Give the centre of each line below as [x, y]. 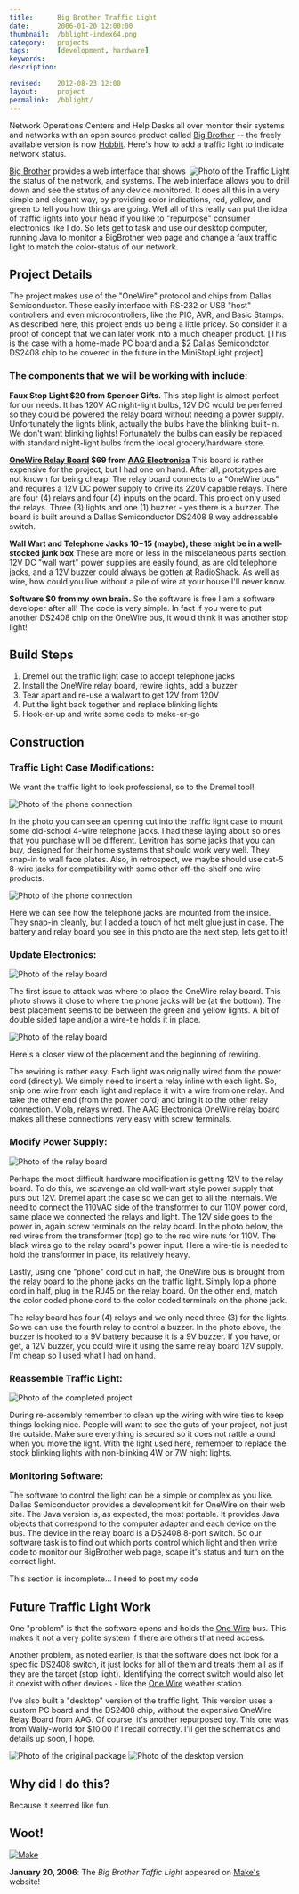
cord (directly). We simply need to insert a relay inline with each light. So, [143, 1081]
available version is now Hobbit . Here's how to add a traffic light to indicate [147, 144]
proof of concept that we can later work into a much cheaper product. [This [148, 334]
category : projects [49, 42]
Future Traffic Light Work [80, 1607]
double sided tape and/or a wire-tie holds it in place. [105, 1020]
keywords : [28, 59]
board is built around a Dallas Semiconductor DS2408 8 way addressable [144, 517]
